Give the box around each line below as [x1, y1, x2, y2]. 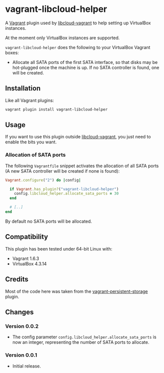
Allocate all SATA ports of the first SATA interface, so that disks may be [12, 59, 158, 65]
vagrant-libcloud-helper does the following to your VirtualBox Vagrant [5, 44, 151, 50]
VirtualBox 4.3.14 [12, 260, 47, 266]
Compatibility [5, 233, 48, 241]
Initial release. [12, 363, 41, 369]
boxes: [5, 50, 19, 56]
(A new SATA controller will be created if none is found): [5, 168, 120, 174]
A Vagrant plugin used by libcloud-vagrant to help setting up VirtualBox [5, 20, 151, 26]
